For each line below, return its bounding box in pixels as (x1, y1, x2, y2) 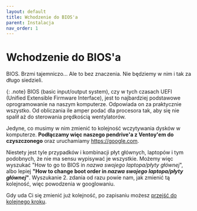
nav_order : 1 (6, 25, 38, 31)
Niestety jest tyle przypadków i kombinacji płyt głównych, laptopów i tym (6, 149, 184, 156)
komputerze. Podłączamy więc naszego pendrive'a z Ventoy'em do (6, 131, 174, 138)
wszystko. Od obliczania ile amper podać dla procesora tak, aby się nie (6, 107, 179, 114)
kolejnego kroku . (6, 198, 47, 205)
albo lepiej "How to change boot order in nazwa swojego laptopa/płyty (6, 168, 183, 175)
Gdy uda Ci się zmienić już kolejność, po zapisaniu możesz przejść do (6, 192, 177, 199)
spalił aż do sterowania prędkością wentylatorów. (6, 113, 126, 120)
